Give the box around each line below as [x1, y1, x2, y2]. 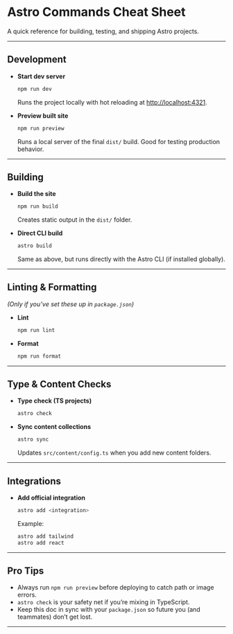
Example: [17, 519, 44, 527]
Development [7, 53, 67, 66]
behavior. [17, 145, 44, 153]
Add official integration [17, 493, 85, 502]
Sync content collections [17, 423, 92, 431]
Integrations [7, 475, 61, 487]
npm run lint [17, 326, 55, 333]
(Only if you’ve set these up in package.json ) [7, 299, 135, 308]
